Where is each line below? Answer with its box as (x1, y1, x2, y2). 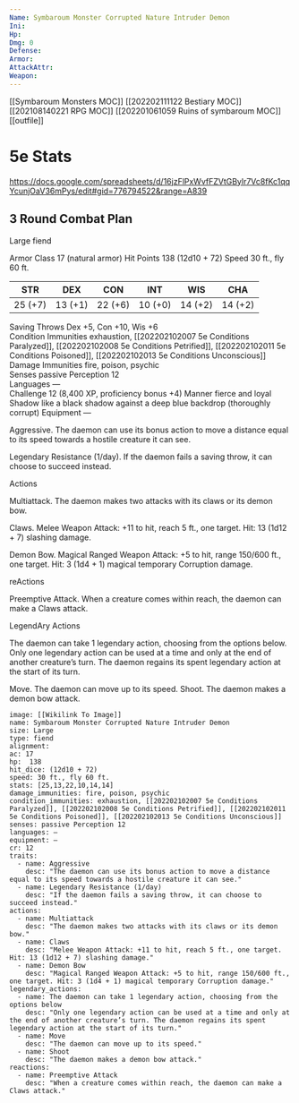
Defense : (9, 47, 42, 56)
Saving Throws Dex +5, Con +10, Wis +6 (9, 321, 158, 332)
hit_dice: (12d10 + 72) (9, 765, 98, 774)
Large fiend (9, 235, 52, 246)
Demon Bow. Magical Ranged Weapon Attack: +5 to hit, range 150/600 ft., (9, 549, 282, 560)
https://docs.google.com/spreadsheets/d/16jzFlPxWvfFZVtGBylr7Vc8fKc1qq (9, 175, 291, 186)
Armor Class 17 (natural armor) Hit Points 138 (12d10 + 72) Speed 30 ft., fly (9, 252, 285, 263)
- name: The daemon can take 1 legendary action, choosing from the (17, 992, 278, 1001)
